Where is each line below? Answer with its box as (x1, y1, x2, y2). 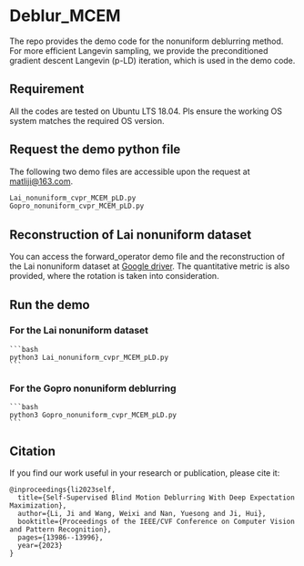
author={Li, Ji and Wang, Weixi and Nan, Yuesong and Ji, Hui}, (17, 509, 267, 518)
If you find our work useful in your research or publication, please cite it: (9, 467, 280, 479)
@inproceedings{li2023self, (9, 485, 117, 494)
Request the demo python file (9, 142, 181, 158)
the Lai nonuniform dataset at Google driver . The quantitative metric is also (9, 261, 290, 272)
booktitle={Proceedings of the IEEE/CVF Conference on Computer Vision (17, 517, 296, 526)
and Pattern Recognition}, (9, 525, 112, 534)
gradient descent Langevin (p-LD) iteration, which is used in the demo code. (9, 55, 296, 66)
